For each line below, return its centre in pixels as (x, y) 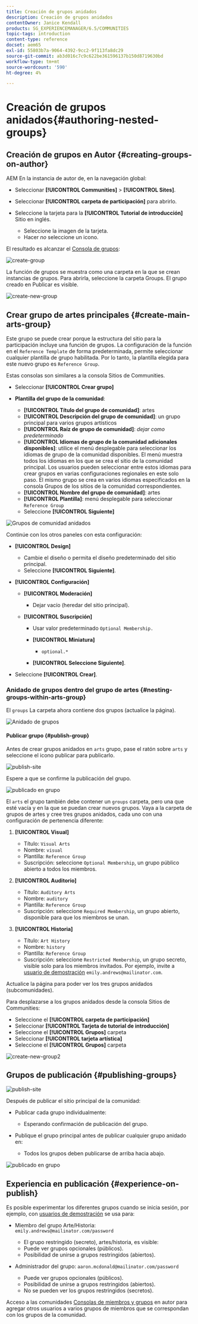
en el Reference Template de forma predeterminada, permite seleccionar (95, 351)
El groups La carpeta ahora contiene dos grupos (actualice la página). (91, 710)
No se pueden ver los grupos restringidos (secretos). (89, 1291)
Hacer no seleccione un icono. (61, 237)
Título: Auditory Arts (49, 892)
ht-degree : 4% (24, 73)
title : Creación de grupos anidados (51, 12)
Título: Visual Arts (47, 843)
